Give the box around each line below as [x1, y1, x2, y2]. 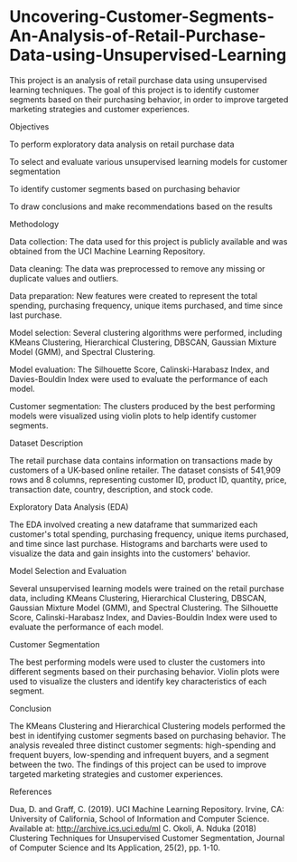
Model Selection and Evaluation [9, 565, 127, 576]
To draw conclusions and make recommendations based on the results [9, 201, 274, 212]
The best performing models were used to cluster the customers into [9, 656, 265, 667]
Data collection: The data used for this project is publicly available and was [9, 235, 288, 246]
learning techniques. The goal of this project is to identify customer [9, 84, 260, 95]
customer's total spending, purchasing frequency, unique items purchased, [9, 528, 289, 540]
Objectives [9, 120, 50, 132]
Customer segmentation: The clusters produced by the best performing [9, 400, 275, 411]
